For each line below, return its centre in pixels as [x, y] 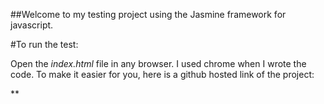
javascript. [32, 25]
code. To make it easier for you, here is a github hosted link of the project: [162, 74]
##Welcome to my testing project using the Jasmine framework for [148, 14]
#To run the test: [44, 44]
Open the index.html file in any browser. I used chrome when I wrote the [158, 63]
